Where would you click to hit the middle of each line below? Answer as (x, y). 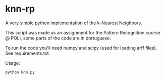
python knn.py (20, 72)
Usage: (13, 63)
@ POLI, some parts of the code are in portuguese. (58, 38)
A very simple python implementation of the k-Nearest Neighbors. (74, 23)
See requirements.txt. (28, 53)
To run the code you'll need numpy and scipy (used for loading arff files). (81, 48)
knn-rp (20, 9)
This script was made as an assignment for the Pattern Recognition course (83, 32)
